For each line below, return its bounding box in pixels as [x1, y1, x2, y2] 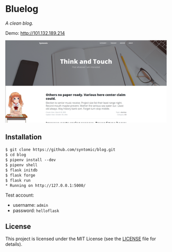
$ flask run [5, 178, 31, 183]
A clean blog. [5, 20, 33, 26]
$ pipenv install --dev [5, 157, 56, 162]
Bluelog [5, 3, 38, 15]
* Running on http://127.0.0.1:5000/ [5, 183, 86, 188]
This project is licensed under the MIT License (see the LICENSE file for [5, 236, 156, 242]
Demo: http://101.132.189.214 [5, 30, 65, 36]
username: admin [12, 202, 49, 208]
